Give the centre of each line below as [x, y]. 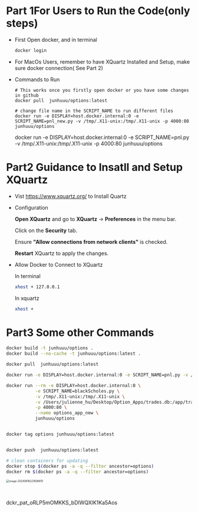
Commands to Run [37, 79]
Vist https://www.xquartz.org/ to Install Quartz [70, 196]
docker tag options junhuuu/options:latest [60, 434]
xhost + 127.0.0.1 [37, 287]
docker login [31, 50]
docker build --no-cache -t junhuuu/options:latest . [74, 354]
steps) [22, 23]
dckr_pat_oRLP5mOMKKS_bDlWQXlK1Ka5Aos [62, 503]
